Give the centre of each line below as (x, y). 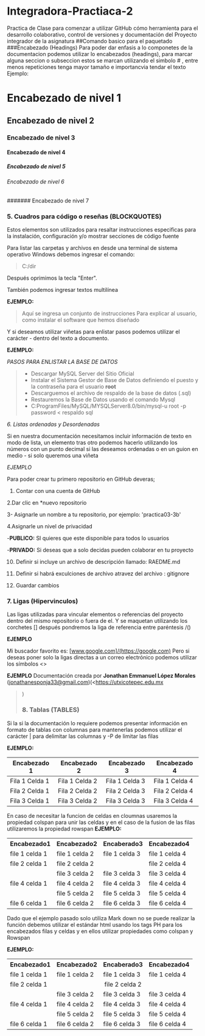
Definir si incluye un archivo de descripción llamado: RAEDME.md (98, 561)
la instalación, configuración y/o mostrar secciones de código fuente (93, 236)
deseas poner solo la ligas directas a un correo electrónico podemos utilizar (102, 658)
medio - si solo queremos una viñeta (53, 455)
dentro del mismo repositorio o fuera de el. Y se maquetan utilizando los (97, 621)
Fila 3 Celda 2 (78, 801)
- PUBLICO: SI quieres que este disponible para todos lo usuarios (88, 538)
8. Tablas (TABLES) (50, 710)
